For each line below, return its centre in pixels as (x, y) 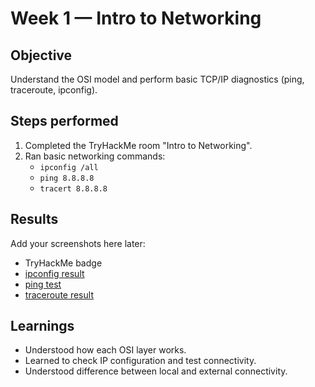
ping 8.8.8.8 (67, 178)
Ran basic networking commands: (95, 156)
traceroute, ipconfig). (54, 90)
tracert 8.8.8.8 (73, 188)
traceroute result (59, 294)
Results (34, 219)
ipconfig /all (69, 167)
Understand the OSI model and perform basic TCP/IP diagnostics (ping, (157, 79)
